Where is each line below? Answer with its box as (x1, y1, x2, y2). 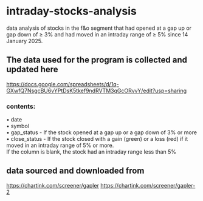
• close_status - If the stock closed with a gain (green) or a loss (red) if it (6, 135, 188, 143)
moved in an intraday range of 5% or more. (6, 141, 114, 149)
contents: (6, 102, 36, 111)
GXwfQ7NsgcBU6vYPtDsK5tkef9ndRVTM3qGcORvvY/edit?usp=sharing (6, 87, 187, 94)
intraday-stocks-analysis (6, 4, 137, 18)
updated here (6, 64, 59, 75)
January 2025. (6, 37, 43, 44)
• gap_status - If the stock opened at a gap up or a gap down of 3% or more (6, 129, 198, 136)
